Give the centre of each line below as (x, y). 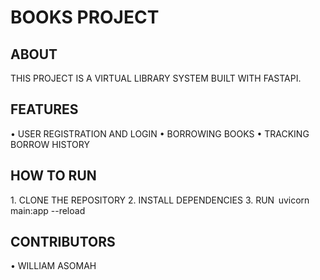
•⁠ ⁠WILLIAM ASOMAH (53, 266)
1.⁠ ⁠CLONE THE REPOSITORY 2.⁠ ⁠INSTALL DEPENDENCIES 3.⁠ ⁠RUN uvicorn (160, 200)
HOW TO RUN (53, 176)
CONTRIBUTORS (63, 242)
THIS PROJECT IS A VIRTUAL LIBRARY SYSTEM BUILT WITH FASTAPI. (156, 78)
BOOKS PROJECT (85, 17)
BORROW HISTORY (50, 144)
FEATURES (44, 109)
